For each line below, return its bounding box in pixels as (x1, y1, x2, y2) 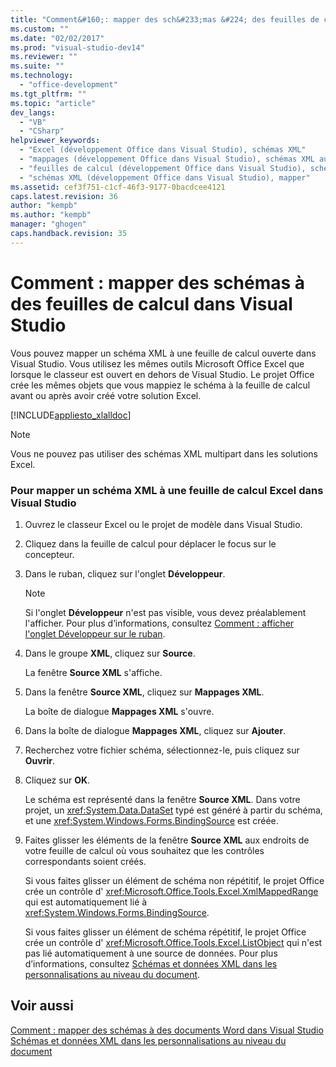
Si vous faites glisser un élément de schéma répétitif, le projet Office (24, 926, 307, 938)
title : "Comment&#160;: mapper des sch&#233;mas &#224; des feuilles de (10, 14, 320, 25)
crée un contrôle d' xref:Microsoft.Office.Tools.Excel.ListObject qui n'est (24, 936, 323, 948)
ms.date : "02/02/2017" (10, 33, 105, 43)
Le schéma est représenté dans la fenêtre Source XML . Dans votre (24, 793, 301, 805)
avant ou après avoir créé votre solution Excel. (10, 389, 202, 401)
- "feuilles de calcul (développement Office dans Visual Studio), (19, 163, 307, 173)
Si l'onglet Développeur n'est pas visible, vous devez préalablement (24, 606, 307, 618)
